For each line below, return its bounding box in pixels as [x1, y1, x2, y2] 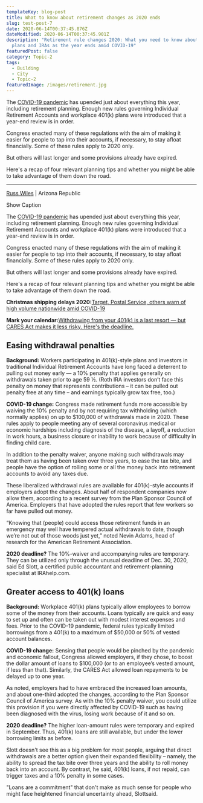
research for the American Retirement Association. [6, 538, 132, 545]
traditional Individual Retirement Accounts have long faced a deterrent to [6, 363, 187, 370]
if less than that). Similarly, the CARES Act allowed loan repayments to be [6, 666, 188, 673]
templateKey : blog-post [6, 8, 66, 15]
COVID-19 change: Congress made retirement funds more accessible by [6, 400, 188, 408]
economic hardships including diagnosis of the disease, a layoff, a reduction [6, 426, 196, 433]
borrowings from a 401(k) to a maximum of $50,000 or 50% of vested [6, 628, 180, 636]
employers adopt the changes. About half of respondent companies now [6, 488, 187, 495]
